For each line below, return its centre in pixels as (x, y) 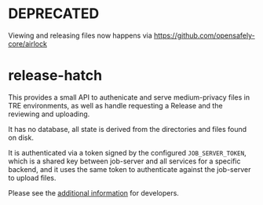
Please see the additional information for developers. (93, 192)
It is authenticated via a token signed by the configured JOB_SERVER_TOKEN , (127, 152)
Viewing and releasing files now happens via (80, 35)
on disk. (21, 137)
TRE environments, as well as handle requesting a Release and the (115, 105)
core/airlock (27, 43)
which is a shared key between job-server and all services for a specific (124, 161)
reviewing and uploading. (49, 114)
